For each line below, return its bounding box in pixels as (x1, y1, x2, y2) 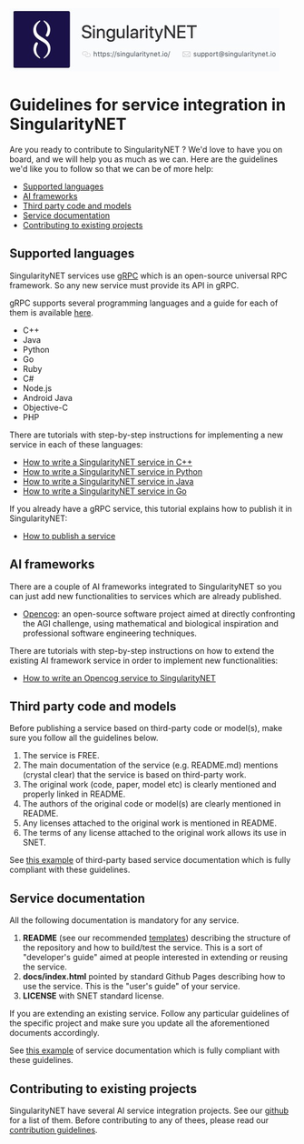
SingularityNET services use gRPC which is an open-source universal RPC (9, 270, 288, 281)
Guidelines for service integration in (9, 95, 286, 115)
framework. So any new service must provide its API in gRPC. (9, 279, 240, 290)
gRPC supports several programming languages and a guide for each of (9, 297, 279, 308)
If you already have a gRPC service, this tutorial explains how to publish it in (9, 503, 293, 514)
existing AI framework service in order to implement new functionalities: (9, 655, 279, 666)
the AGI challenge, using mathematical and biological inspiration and (22, 617, 279, 628)
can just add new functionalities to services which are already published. (9, 590, 282, 601)
